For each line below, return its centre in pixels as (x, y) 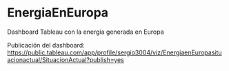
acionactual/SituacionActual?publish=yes (66, 59)
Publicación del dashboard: (46, 45)
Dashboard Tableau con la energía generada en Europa (86, 32)
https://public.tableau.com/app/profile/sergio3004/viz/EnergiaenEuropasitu (114, 52)
